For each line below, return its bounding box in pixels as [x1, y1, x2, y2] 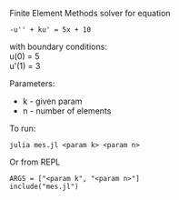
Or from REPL [9, 156, 61, 167]
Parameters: [9, 78, 55, 89]
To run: [9, 123, 36, 134]
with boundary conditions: [9, 41, 107, 52]
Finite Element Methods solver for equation [9, 8, 171, 18]
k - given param [22, 95, 83, 106]
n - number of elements [22, 105, 112, 116]
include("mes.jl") [9, 182, 79, 191]
